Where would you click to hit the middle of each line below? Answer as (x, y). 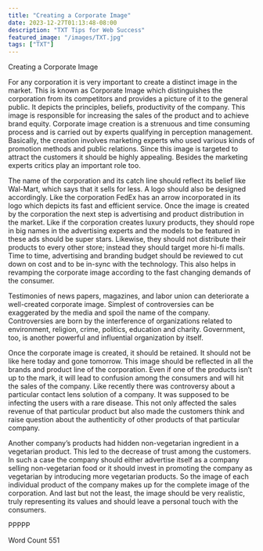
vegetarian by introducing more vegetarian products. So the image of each (128, 476)
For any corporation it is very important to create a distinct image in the (122, 82)
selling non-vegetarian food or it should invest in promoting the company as (130, 469)
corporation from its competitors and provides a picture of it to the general (128, 99)
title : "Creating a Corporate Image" (70, 15)
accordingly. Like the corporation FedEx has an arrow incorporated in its (124, 198)
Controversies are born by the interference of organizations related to (120, 321)
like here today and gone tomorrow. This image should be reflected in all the (131, 361)
